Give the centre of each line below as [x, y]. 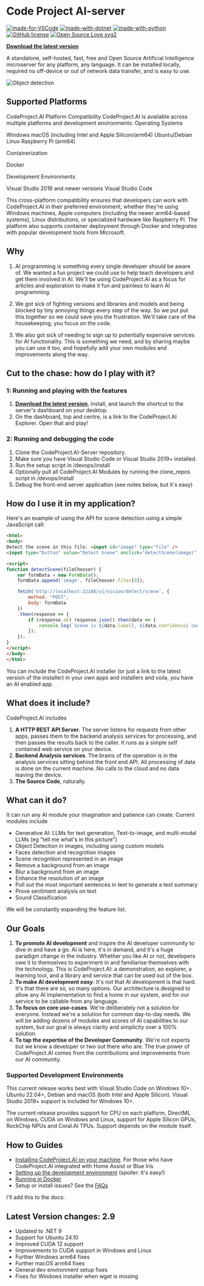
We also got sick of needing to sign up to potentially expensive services [105, 335]
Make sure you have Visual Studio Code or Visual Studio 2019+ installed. [106, 459]
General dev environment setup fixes [61, 1270]
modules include [27, 821]
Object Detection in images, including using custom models [89, 846]
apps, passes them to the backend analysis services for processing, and [106, 736]
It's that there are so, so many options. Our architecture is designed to [103, 988]
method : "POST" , [49, 597]
